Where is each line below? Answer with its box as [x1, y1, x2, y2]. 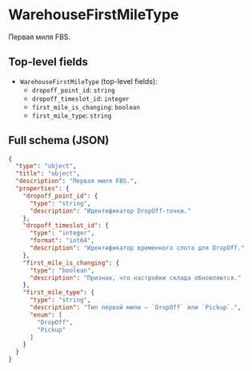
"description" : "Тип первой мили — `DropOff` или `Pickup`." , [29, 304, 242, 312]
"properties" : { [15, 185, 70, 193]
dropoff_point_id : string [31, 85, 116, 94]
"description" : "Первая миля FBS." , [15, 178, 138, 185]
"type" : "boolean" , [29, 266, 94, 274]
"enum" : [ [29, 310, 62, 319]
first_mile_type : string [31, 110, 112, 120]
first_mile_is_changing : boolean [31, 102, 141, 111]
